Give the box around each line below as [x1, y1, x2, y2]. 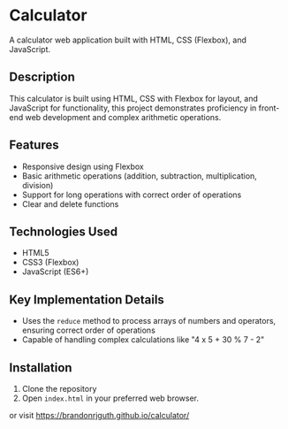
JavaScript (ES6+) [21, 266, 89, 277]
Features [9, 138, 59, 153]
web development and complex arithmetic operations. [25, 111, 222, 122]
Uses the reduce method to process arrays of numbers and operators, [21, 316, 277, 326]
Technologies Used [9, 224, 117, 239]
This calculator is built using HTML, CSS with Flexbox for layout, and [9, 93, 258, 103]
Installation [9, 360, 72, 375]
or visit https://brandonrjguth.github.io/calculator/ [9, 410, 190, 420]
